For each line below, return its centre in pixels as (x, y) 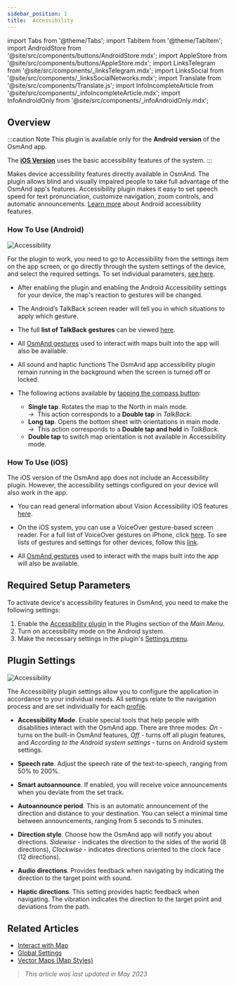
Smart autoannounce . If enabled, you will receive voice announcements (122, 784)
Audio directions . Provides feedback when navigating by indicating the (121, 870)
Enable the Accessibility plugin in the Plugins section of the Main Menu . (121, 623)
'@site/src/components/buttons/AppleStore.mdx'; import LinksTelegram (111, 63)
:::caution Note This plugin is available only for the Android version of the (114, 139)
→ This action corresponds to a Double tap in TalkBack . (110, 414)
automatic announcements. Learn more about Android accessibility (104, 204)
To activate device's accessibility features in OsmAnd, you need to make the (118, 602)
